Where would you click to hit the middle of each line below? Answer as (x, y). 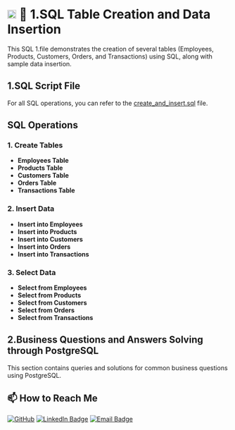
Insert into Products (47, 231)
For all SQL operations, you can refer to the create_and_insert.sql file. (108, 103)
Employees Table (43, 161)
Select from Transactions (55, 318)
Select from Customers (52, 303)
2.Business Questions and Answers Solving (105, 340)
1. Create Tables (35, 145)
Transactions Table (46, 190)
